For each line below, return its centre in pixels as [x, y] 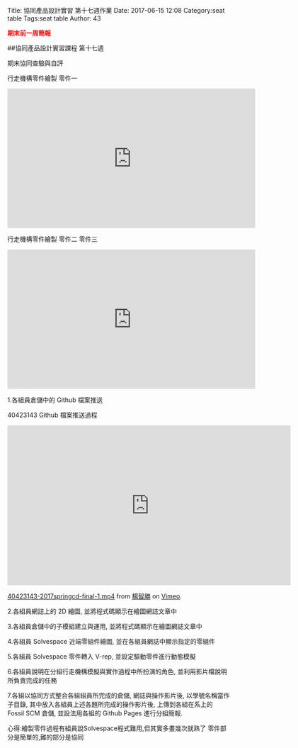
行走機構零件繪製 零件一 [42, 78]
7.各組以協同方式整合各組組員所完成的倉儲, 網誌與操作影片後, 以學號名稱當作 [119, 696]
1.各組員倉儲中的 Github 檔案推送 [55, 400]
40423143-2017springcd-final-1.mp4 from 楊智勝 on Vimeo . [94, 596]
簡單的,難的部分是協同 [52, 737]
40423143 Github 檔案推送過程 [52, 415]
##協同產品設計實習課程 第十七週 [56, 48]
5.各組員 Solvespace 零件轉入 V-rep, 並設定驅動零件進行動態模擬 [102, 657]
